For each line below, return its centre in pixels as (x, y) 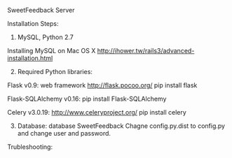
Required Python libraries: (55, 72)
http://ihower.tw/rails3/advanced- (146, 51)
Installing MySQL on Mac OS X (52, 51)
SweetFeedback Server (41, 10)
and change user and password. (64, 133)
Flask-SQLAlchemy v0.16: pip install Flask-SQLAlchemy (87, 99)
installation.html (30, 58)
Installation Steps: (33, 23)
